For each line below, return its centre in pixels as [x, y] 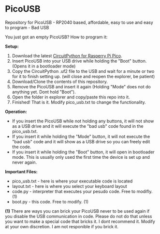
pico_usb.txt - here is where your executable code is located [72, 181]
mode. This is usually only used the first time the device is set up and [81, 157]
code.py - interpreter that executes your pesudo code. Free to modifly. [82, 191]
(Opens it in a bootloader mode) [44, 66]
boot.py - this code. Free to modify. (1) [50, 201]
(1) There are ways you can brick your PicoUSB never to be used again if [77, 211]
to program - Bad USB [27, 27]
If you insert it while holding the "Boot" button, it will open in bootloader [83, 152]
